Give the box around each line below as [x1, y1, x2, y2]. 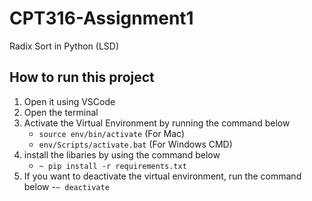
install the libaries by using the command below [23, 148, 221, 161]
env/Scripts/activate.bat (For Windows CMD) [38, 138, 233, 150]
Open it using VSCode [23, 95, 116, 107]
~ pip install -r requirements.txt [38, 161, 187, 171]
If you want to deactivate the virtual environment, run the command [23, 170, 302, 182]
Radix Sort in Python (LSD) [9, 40, 120, 52]
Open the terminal [23, 106, 99, 118]
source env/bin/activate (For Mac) [38, 127, 186, 139]
